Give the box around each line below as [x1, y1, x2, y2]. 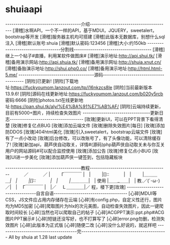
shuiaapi [5, 4, 42, 15]
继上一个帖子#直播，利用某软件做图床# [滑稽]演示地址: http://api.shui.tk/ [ [5, 52, 158, 59]
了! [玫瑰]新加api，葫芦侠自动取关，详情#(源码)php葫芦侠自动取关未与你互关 [5, 141, 165, 148]
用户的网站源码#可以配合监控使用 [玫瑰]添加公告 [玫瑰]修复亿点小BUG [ [5, 148, 154, 154]
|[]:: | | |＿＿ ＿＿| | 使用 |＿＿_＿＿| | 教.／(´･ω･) [28, 178, 160, 184]
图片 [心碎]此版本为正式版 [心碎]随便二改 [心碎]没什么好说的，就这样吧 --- [9, 222, 164, 228]
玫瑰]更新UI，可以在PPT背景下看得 [86, 116, 159, 122]
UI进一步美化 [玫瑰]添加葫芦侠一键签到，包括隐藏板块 [11, 154, 123, 160]
